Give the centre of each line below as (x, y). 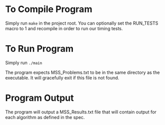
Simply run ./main (24, 62)
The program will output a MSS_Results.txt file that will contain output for (81, 112)
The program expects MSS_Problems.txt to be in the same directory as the (82, 72)
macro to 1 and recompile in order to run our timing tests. (64, 28)
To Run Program (39, 49)
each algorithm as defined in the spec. (45, 117)
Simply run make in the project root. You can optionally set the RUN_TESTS (82, 23)
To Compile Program (49, 9)
